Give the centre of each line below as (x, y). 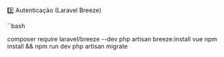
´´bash (16, 26)
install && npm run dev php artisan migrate (68, 46)
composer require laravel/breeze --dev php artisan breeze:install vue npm (112, 39)
